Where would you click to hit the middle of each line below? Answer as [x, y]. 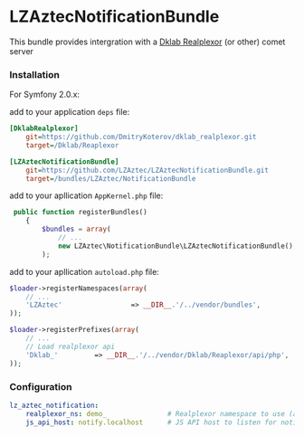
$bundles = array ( [76, 229]
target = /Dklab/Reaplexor [72, 145]
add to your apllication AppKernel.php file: [86, 195]
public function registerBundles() [80, 213]
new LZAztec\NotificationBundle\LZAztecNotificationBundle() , [177, 246]
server [22, 51]
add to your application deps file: [70, 112]
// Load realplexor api [71, 346]
